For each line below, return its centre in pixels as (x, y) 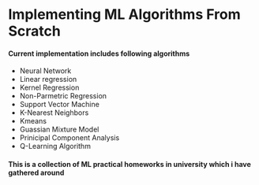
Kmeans (33, 121)
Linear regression (48, 80)
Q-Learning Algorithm (55, 146)
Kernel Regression (49, 87)
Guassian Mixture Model (59, 129)
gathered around (36, 172)
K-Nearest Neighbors (54, 113)
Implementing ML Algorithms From (124, 15)
